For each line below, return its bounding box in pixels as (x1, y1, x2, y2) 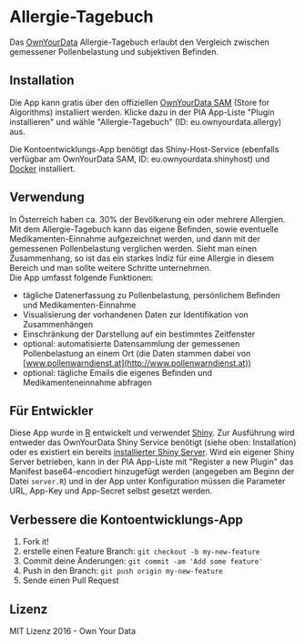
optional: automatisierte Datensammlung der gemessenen (22, 338, 240, 348)
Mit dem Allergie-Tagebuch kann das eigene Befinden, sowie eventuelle (9, 223, 280, 234)
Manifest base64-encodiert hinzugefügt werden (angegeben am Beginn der (9, 466, 295, 477)
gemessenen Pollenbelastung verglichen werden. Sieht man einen (9, 243, 258, 254)
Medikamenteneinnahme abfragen (22, 377, 153, 388)
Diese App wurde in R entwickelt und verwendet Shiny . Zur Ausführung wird (9, 427, 295, 439)
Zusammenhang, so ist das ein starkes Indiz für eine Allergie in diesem (9, 253, 275, 264)
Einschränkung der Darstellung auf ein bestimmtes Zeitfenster (22, 328, 256, 339)
